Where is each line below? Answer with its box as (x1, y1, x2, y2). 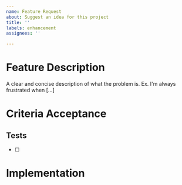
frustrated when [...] (6, 86, 55, 94)
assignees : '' (6, 31, 41, 36)
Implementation (6, 167, 85, 180)
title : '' (6, 19, 31, 25)
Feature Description (6, 61, 105, 74)
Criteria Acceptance (6, 107, 107, 120)
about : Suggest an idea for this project (6, 14, 109, 20)
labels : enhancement (6, 25, 57, 31)
